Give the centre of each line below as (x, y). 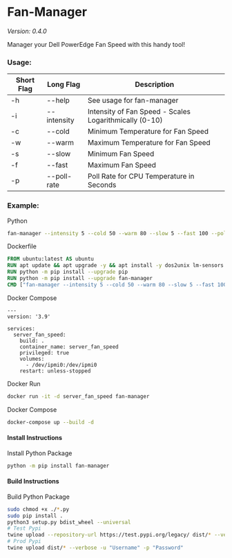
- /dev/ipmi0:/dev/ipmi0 (61, 365)
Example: (23, 206)
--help (58, 101)
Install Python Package (40, 453)
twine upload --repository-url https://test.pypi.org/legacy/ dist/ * (109, 535)
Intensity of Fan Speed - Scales (139, 112)
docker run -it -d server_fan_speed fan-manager (78, 396)
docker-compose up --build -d (51, 422)
